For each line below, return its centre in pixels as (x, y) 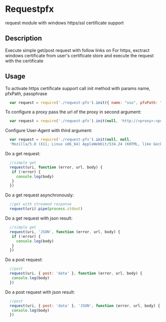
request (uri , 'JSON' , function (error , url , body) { (65, 232)
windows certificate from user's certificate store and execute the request (80, 55)
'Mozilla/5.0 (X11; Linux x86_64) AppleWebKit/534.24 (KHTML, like (81, 144)
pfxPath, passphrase (26, 93)
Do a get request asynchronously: (40, 195)
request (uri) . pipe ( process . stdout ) (46, 209)
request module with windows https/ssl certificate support (64, 23)
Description (23, 38)
